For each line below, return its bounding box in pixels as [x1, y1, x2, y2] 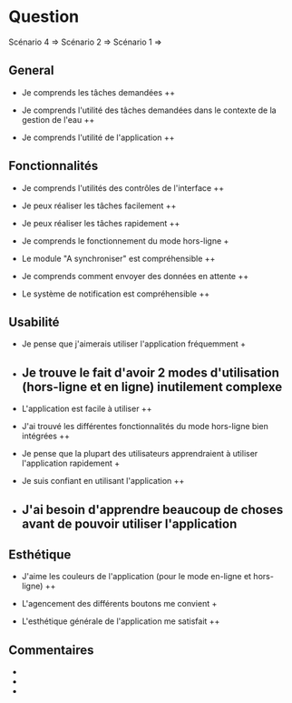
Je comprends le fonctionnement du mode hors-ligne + [21, 235, 229, 246]
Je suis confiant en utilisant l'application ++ [21, 476, 185, 487]
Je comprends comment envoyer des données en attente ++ [21, 270, 249, 281]
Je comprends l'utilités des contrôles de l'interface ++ [21, 182, 225, 193]
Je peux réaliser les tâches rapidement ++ [21, 217, 180, 228]
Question [8, 6, 79, 27]
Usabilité [8, 314, 60, 329]
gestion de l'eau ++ [21, 114, 95, 125]
